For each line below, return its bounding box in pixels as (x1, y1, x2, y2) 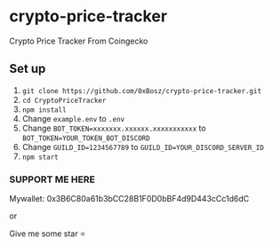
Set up (9, 61, 46, 76)
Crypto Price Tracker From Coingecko (9, 36, 149, 46)
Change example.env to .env (21, 113, 125, 123)
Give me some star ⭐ (9, 228, 86, 239)
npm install (21, 105, 67, 115)
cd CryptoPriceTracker (21, 96, 107, 105)
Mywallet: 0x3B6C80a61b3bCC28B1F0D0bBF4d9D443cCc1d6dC (9, 194, 250, 204)
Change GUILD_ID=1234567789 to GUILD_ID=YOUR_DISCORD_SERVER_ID (21, 141, 264, 152)
